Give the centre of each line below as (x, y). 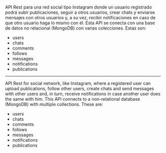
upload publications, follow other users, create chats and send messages (80, 89)
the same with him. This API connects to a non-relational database (73, 99)
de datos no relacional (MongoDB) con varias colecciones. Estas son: (76, 28)
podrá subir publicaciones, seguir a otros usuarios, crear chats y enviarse (80, 12)
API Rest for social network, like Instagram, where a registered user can (78, 83)
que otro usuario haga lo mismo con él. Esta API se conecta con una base (80, 23)
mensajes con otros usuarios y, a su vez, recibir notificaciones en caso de (80, 18)
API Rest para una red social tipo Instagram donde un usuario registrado (79, 7)
